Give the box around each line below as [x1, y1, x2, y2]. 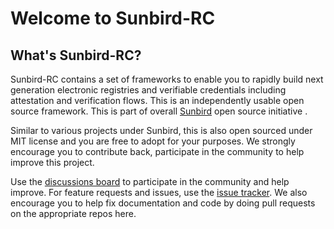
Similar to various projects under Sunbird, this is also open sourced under [10, 125, 313, 136]
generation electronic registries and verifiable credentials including [10, 84, 287, 96]
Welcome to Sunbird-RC [10, 7, 216, 30]
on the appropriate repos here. [10, 208, 137, 219]
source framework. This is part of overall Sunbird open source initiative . [10, 105, 308, 117]
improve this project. [10, 157, 95, 168]
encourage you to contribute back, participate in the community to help [10, 146, 305, 157]
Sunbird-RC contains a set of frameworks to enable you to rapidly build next [10, 73, 324, 85]
